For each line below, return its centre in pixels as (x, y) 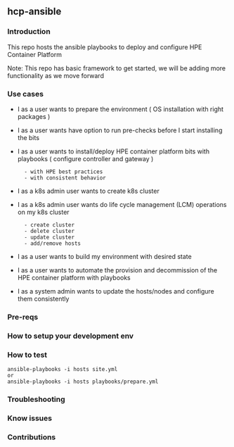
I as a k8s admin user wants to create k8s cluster (88, 191)
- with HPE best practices (64, 172)
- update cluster (50, 237)
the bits (28, 137)
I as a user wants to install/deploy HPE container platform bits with (113, 151)
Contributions (32, 437)
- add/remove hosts (52, 243)
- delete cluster (50, 231)
